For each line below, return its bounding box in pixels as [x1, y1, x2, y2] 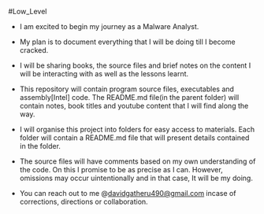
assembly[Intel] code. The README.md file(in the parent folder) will [19, 93, 240, 101]
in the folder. [19, 142, 61, 150]
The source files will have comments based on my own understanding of [19, 157, 256, 166]
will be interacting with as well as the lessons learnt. [19, 69, 189, 78]
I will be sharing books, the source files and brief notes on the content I [19, 61, 251, 70]
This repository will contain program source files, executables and [19, 84, 235, 94]
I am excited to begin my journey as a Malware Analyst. [19, 22, 199, 31]
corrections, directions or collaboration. [19, 197, 148, 206]
